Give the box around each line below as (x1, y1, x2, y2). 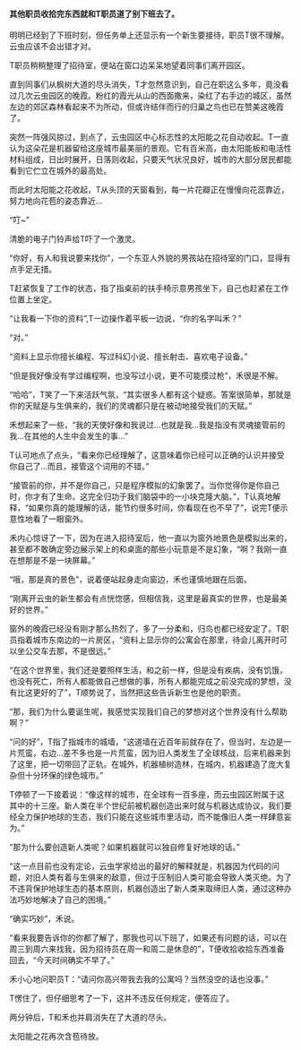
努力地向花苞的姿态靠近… (9, 195, 103, 206)
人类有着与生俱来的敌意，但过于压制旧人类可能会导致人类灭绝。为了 (39, 872, 292, 882)
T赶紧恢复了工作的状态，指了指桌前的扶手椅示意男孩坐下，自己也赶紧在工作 (9, 283, 289, 294)
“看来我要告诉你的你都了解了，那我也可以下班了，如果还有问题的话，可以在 (9, 933, 288, 943)
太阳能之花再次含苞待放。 (9, 1031, 104, 1042)
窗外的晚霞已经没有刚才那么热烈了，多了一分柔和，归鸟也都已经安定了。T (9, 624, 282, 634)
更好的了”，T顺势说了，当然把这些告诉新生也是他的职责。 (32, 687, 246, 698)
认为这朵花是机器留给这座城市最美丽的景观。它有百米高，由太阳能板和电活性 (9, 143, 292, 154)
